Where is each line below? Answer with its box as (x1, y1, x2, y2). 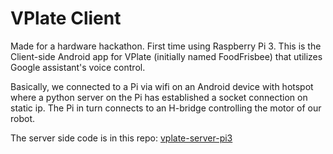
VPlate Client (10, 7, 122, 30)
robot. (10, 112, 36, 124)
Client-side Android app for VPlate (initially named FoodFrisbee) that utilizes (10, 50, 323, 62)
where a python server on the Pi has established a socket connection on (10, 91, 308, 103)
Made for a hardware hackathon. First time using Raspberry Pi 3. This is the (10, 40, 322, 52)
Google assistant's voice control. (10, 61, 146, 73)
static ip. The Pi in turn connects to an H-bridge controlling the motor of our (10, 102, 322, 114)
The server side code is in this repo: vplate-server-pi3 (10, 132, 233, 144)
